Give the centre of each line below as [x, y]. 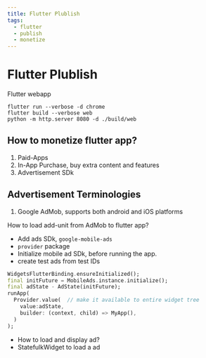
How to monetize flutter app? [72, 141]
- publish [28, 33]
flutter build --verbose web [50, 113]
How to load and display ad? [58, 339]
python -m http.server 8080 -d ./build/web [72, 119]
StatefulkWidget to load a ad [59, 347]
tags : [15, 20]
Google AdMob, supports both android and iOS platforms [100, 211]
